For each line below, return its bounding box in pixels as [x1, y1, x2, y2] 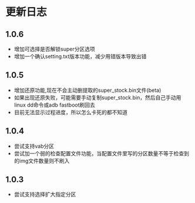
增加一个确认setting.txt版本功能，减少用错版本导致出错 [14, 53, 147, 59]
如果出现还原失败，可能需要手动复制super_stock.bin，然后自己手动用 [14, 94, 181, 101]
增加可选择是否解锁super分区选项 [14, 45, 95, 52]
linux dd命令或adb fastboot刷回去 [14, 101, 95, 108]
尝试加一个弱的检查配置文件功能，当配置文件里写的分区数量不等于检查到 [14, 149, 189, 157]
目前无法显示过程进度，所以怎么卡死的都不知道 [14, 108, 127, 115]
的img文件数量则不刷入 [14, 157, 70, 164]
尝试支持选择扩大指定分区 [14, 191, 76, 198]
